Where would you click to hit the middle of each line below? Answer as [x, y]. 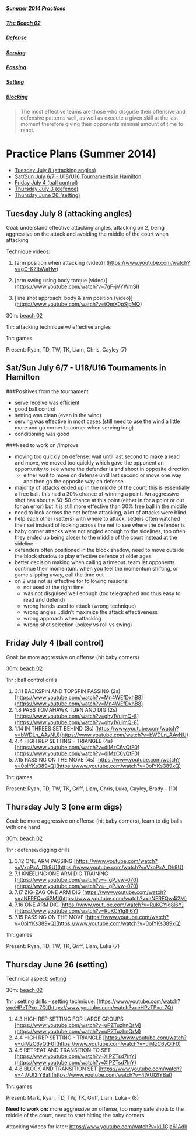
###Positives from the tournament [47, 391]
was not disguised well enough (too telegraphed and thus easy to [102, 593]
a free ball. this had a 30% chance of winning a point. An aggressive [97, 494]
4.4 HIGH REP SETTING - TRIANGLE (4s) [64, 741]
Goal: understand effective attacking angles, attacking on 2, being [85, 227]
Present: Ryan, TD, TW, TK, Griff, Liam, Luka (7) [63, 946]
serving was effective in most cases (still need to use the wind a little [97, 421]
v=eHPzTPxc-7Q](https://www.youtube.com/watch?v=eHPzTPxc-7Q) [90, 1008]
